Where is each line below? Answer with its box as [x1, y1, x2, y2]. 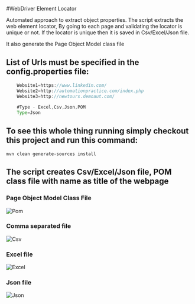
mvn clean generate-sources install [6, 151, 96, 157]
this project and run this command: [6, 135, 138, 145]
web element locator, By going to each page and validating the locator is [6, 23, 183, 30]
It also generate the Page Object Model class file [6, 41, 125, 47]
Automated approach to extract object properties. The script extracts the [6, 17, 184, 23]
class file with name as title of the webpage [6, 176, 169, 187]
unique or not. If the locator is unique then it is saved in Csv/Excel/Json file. [6, 29, 190, 36]
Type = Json [17, 110, 41, 116]
